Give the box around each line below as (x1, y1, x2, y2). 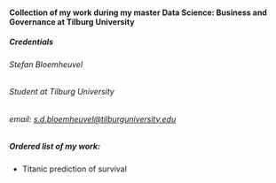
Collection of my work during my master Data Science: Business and (9, 7, 268, 18)
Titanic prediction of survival (21, 164, 127, 174)
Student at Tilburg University (9, 87, 115, 97)
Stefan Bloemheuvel (9, 58, 83, 70)
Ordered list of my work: (9, 141, 100, 152)
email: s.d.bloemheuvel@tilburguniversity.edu (9, 113, 177, 124)
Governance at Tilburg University (9, 16, 135, 27)
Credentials (9, 36, 54, 48)
